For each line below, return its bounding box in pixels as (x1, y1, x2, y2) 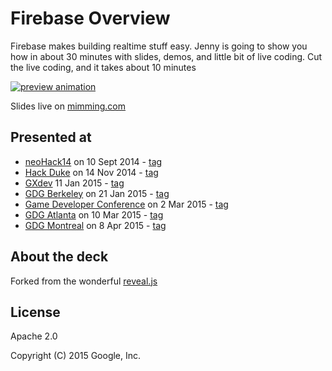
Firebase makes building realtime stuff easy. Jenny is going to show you (10, 40, 308, 52)
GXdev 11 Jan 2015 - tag (24, 177, 125, 189)
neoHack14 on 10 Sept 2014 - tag (24, 155, 163, 167)
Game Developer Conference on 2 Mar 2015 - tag (24, 198, 229, 210)
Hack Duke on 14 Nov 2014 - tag (24, 166, 159, 178)
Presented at (10, 129, 92, 146)
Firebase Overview (10, 7, 171, 30)
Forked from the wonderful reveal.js (10, 275, 158, 287)
